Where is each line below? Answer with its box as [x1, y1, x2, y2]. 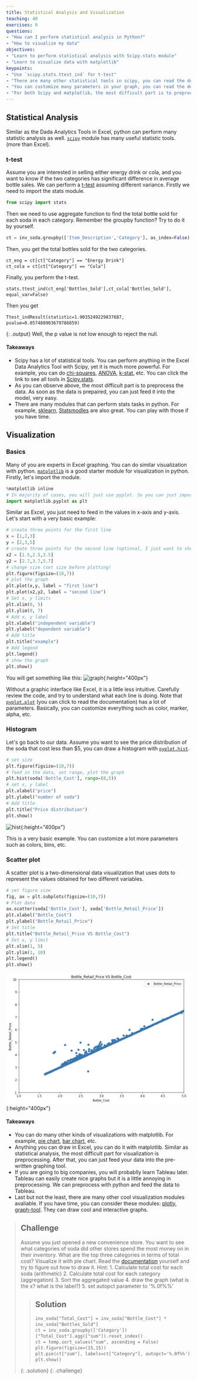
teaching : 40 [6, 15, 38, 22]
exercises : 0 [6, 22, 38, 28]
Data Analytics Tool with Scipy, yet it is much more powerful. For [14, 363, 171, 370]
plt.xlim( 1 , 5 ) [6, 943, 43, 949]
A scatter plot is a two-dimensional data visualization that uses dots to [6, 869, 176, 876]
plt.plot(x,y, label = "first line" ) [6, 583, 98, 589]
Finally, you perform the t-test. [6, 273, 80, 280]
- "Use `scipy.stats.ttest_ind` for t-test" [6, 71, 117, 78]
